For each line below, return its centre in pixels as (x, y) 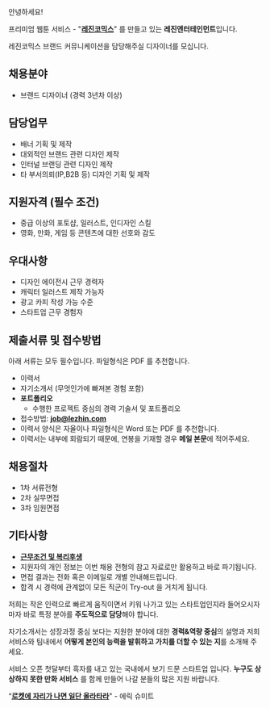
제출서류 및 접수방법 (55, 340)
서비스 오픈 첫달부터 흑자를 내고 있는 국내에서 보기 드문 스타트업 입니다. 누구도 (131, 668)
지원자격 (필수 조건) (54, 202)
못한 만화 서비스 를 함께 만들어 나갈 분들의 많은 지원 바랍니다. (125, 679)
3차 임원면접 (39, 508)
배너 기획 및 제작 (46, 144)
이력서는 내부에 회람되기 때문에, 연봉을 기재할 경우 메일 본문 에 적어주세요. (135, 439)
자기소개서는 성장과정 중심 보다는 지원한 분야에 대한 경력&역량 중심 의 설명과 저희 (134, 631)
